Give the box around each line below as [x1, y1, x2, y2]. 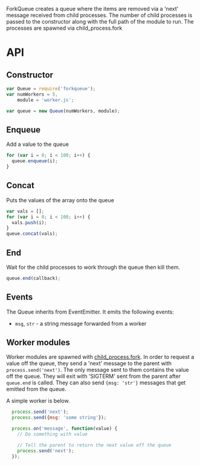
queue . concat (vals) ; [6, 231, 59, 237]
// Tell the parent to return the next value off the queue [17, 442, 172, 448]
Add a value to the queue [6, 140, 69, 148]
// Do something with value [17, 431, 88, 438]
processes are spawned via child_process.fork [6, 24, 123, 31]
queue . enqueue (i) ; [11, 158, 59, 164]
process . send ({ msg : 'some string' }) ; [11, 415, 107, 421]
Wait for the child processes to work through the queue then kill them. [6, 263, 180, 271]
